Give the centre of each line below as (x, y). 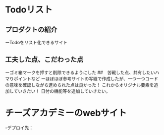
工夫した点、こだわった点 (44, 60)
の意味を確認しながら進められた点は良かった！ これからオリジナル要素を (80, 85)
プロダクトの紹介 (31, 30)
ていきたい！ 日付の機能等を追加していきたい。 (62, 91)
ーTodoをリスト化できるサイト (36, 42)
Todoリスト (29, 10)
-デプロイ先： (19, 128)
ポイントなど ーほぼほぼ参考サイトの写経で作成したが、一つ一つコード (86, 78)
